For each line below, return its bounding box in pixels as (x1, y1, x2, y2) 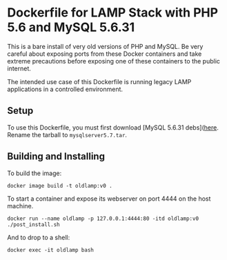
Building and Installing (7, 150, 106, 163)
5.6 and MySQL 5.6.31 (7, 19, 135, 35)
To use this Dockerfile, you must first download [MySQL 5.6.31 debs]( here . (7, 123, 219, 132)
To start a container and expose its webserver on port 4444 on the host (7, 194, 211, 203)
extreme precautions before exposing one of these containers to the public (7, 57, 221, 65)
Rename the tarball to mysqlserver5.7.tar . (7, 130, 128, 139)
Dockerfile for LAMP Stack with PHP (7, 5, 219, 21)
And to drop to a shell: (7, 233, 70, 241)
